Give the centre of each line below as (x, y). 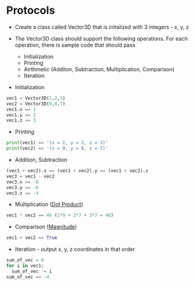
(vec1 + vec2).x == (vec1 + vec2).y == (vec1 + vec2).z (77, 171)
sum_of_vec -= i (32, 271)
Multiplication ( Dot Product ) (49, 205)
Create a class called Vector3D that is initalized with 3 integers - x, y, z (102, 27)
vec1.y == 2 (21, 115)
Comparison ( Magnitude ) (46, 227)
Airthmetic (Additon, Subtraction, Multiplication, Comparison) (99, 69)
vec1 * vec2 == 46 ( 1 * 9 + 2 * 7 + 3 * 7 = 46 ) (60, 215)
